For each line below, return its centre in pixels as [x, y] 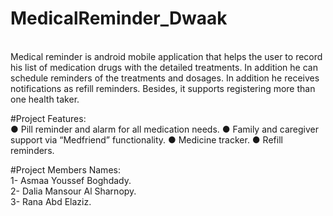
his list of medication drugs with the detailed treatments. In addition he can [164, 67]
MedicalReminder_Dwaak [119, 18]
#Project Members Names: [65, 169]
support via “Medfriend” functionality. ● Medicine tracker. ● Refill [146, 139]
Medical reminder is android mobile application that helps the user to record [166, 56]
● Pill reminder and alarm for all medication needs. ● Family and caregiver [165, 129]
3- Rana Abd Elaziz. [51, 201]
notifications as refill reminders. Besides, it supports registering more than [163, 88]
